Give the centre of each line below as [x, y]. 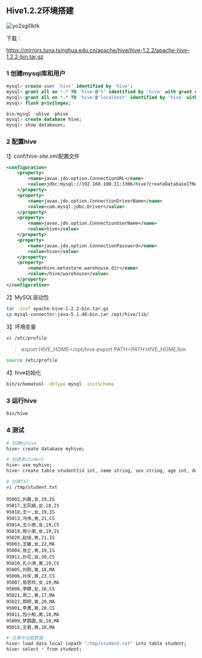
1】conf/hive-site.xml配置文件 [43, 156]
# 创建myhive [22, 443]
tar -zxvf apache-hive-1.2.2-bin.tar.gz [58, 309]
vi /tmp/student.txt [32, 487]
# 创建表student [25, 460]
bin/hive [17, 414]
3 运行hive [22, 401]
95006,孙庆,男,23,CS [31, 576]
